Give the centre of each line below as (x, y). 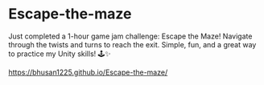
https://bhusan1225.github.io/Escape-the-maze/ (88, 72)
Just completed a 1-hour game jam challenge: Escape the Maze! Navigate (130, 36)
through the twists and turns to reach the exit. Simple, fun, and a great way (132, 44)
